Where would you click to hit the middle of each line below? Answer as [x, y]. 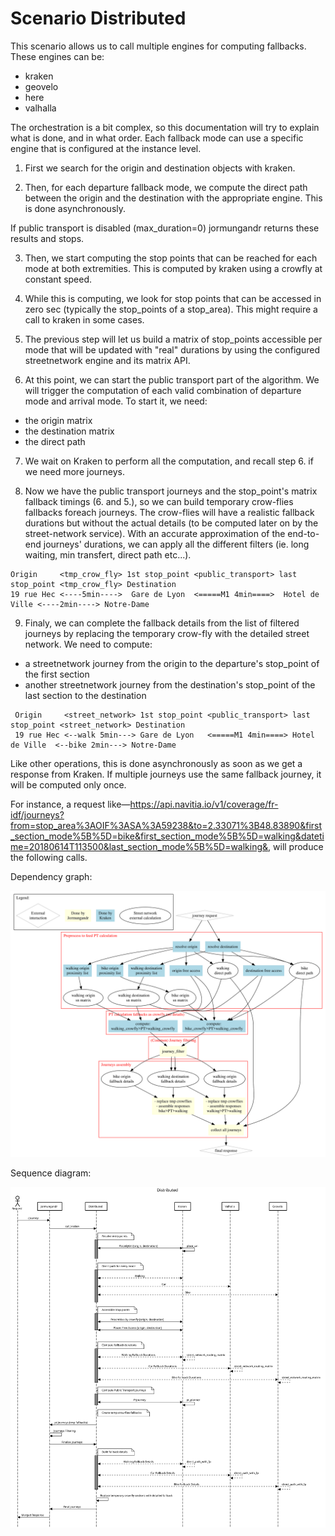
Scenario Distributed [98, 18]
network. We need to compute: [88, 644]
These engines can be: [57, 56]
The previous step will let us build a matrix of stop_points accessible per [173, 339]
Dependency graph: [51, 876]
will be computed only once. [68, 784]
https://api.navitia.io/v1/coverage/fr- [204, 804]
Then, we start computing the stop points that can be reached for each [171, 258]
